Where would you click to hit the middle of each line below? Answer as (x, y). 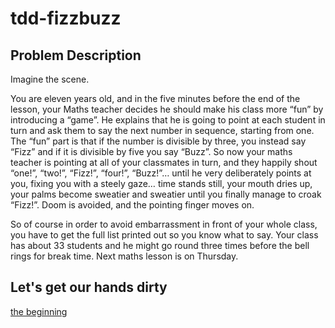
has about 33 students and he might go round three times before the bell (160, 245)
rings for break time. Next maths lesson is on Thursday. (124, 256)
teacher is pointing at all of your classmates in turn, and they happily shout (164, 162)
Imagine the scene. (50, 79)
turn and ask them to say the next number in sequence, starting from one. (162, 130)
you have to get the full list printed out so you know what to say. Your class (164, 235)
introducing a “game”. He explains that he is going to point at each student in (168, 120)
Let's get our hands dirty (89, 287)
